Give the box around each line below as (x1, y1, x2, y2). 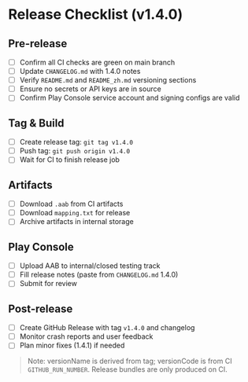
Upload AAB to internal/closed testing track (19, 261, 161, 270)
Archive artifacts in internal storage (19, 217, 134, 226)
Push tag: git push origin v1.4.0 (19, 146, 131, 156)
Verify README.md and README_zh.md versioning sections (19, 75, 197, 85)
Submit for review (19, 279, 77, 288)
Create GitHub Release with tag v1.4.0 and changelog (19, 323, 195, 332)
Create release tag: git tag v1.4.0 (19, 138, 134, 147)
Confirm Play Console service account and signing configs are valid (19, 93, 240, 103)
